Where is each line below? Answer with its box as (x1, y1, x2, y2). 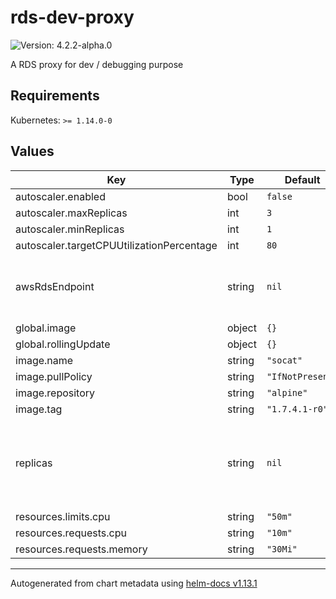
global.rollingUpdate (15, 337, 111, 351)
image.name (15, 353, 74, 367)
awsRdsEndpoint (15, 279, 95, 293)
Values (10, 143, 55, 160)
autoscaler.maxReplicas (15, 206, 128, 220)
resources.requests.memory (15, 542, 148, 556)
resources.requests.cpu (15, 526, 127, 540)
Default (284, 172, 321, 186)
